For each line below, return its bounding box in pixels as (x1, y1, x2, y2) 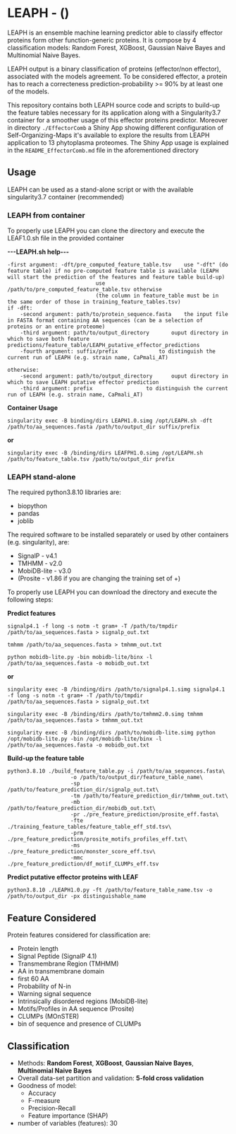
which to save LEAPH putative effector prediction (7, 379, 159, 386)
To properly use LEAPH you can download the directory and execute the (7, 588, 218, 597)
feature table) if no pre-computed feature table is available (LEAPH (7, 267, 219, 275)
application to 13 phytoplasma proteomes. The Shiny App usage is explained (7, 138, 229, 146)
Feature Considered (7, 912, 97, 924)
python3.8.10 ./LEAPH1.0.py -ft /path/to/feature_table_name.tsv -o (7, 887, 213, 894)
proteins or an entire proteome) (7, 323, 106, 330)
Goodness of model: (17, 1081, 77, 1089)
